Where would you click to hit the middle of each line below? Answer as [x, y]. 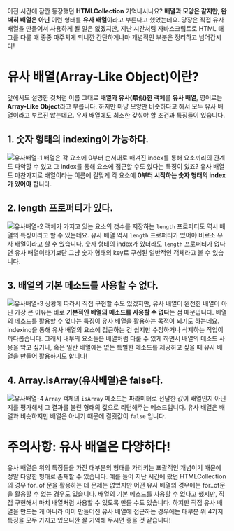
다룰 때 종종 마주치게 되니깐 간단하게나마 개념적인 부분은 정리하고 [109, 37]
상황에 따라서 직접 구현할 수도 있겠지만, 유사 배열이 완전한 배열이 [132, 303]
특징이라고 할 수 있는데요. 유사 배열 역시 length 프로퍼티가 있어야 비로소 [118, 235]
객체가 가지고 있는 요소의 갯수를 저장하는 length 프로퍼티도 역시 [131, 226]
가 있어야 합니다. [30, 184]
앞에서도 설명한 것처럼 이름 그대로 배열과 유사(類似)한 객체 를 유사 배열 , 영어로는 [115, 97]
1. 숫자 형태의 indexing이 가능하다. [78, 139]
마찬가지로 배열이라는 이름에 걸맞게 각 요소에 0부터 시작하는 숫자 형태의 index [120, 175]
